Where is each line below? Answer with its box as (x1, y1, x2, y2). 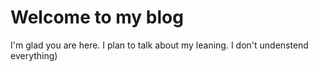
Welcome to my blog (10, 6, 184, 29)
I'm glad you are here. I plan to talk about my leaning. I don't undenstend (10, 39, 309, 51)
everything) (10, 49, 58, 61)
